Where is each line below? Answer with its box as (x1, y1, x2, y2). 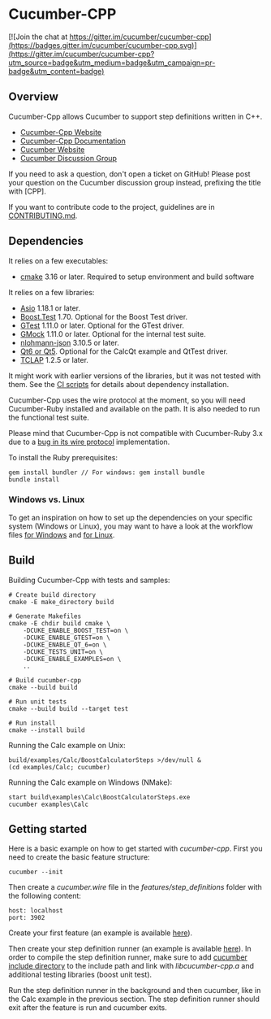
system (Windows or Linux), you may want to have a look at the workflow (8, 521, 254, 531)
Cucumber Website (19, 144, 85, 155)
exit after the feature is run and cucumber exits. (8, 1003, 168, 1012)
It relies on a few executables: (8, 255, 109, 265)
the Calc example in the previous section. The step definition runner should (8, 994, 260, 1004)
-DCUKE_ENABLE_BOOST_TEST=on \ (23, 626, 129, 634)
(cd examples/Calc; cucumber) (8, 763, 111, 771)
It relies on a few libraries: (8, 287, 95, 297)
